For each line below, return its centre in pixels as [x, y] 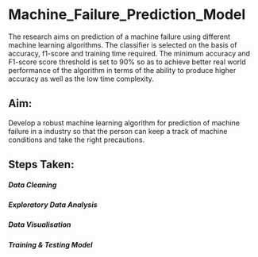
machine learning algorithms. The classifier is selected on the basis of [123, 44]
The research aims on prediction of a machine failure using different [119, 36]
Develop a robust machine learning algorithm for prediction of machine [124, 123]
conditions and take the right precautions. [77, 140]
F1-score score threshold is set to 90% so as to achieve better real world [127, 62]
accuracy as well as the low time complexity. [81, 79]
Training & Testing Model [50, 244]
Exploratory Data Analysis [53, 205]
